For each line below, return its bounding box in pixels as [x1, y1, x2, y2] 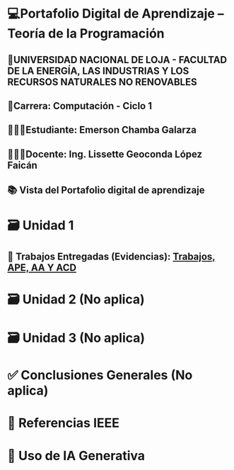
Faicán [7, 159, 37, 171]
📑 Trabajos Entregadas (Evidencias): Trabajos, [7, 250, 216, 262]
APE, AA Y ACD [7, 262, 76, 274]
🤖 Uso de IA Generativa [7, 447, 146, 464]
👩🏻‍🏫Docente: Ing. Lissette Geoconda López [7, 148, 203, 160]
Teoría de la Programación [7, 26, 165, 42]
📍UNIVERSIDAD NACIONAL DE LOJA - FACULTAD [7, 54, 228, 66]
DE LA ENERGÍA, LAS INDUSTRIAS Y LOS [7, 65, 189, 77]
